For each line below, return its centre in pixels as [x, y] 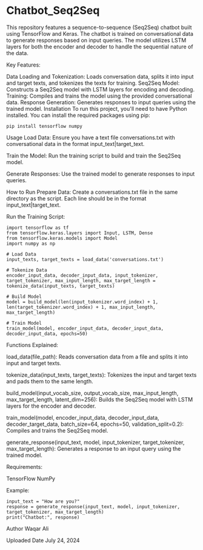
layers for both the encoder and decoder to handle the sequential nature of [100, 47]
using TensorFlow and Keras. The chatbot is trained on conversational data [100, 33]
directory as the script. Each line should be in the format [76, 198]
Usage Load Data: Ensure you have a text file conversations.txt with [91, 137]
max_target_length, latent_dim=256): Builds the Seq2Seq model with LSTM [100, 399]
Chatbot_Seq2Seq [53, 11]
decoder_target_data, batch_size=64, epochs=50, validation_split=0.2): [95, 424]
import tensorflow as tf [38, 228]
